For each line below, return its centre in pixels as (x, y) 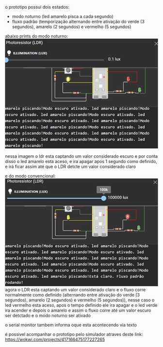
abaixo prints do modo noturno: (37, 36)
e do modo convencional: (30, 176)
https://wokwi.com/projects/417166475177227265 (55, 340)
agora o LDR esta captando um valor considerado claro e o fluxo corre (75, 290)
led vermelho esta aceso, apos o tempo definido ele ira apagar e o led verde (81, 305)
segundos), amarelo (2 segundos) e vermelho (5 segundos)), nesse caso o (80, 300)
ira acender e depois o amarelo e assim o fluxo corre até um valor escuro (78, 311)
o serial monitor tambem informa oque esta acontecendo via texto (71, 325)
